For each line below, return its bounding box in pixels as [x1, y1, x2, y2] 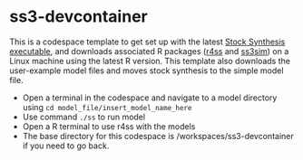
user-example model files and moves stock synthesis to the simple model [9, 65, 284, 76]
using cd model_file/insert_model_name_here [22, 101, 192, 112]
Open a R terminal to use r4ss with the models [22, 120, 196, 132]
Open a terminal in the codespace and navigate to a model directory [22, 92, 278, 103]
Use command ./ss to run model [22, 111, 146, 122]
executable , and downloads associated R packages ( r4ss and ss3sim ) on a [9, 45, 289, 56]
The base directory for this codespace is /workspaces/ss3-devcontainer [22, 130, 294, 141]
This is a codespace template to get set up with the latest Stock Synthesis [9, 36, 286, 47]
